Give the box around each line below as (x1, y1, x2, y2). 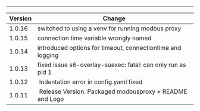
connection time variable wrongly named (37, 34, 152, 42)
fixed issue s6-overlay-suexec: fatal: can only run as (37, 61, 186, 69)
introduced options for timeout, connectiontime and (37, 44, 182, 52)
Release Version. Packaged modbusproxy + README (39, 87, 187, 96)
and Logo (37, 95, 64, 103)
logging (37, 51, 59, 59)
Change (102, 14, 126, 23)
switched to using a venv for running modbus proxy (37, 24, 182, 33)
